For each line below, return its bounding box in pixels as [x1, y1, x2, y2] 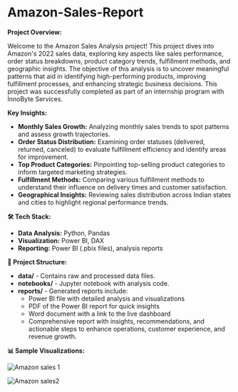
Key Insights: [7, 108, 48, 117]
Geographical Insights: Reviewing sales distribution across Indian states [17, 190, 232, 199]
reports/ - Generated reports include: [17, 287, 128, 295]
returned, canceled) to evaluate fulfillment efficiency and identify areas [17, 145, 227, 153]
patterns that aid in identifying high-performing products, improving [7, 72, 207, 81]
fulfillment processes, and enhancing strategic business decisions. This [7, 79, 217, 88]
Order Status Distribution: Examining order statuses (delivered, [17, 137, 205, 146]
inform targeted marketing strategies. [17, 167, 128, 176]
